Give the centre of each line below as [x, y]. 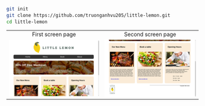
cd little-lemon [27, 22]
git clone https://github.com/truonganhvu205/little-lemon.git [88, 15]
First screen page [54, 34]
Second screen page [150, 34]
